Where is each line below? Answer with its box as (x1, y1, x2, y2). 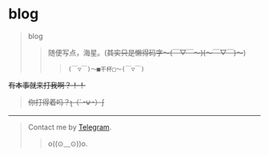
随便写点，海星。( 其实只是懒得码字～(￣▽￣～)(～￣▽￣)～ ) (47, 47, 247, 57)
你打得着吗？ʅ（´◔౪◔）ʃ (27, 97, 105, 106)
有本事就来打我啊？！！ (8, 80, 86, 90)
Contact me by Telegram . (27, 122, 112, 132)
